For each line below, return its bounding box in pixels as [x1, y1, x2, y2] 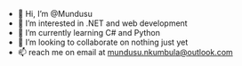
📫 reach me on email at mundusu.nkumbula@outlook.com [17, 47, 233, 57]
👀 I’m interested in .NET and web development [17, 18, 189, 29]
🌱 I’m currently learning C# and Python [17, 28, 161, 37]
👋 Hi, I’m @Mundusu [17, 9, 93, 19]
